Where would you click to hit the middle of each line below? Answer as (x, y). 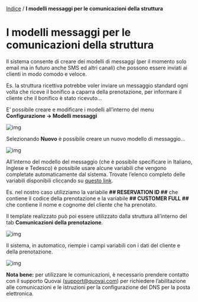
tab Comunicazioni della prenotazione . (55, 222)
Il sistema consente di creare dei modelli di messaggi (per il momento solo (96, 61)
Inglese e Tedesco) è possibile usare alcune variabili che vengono (86, 168)
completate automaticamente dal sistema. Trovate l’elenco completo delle (96, 174)
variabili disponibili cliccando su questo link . (60, 181)
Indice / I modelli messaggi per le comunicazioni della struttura (85, 9)
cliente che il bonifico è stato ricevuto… (54, 98)
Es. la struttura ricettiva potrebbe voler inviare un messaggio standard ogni (97, 85)
